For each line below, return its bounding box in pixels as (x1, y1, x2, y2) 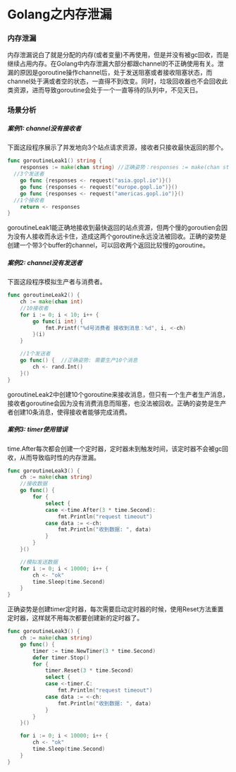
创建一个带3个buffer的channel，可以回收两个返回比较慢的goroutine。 (7, 241, 209, 250)
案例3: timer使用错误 (7, 425, 68, 434)
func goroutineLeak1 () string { (7, 157, 102, 164)
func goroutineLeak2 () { (7, 292, 80, 299)
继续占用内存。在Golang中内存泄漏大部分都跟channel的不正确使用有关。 (7, 59, 218, 68)
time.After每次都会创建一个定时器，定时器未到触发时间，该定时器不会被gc (7, 444, 223, 453)
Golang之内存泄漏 (7, 6, 113, 23)
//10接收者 (20, 305, 49, 312)
